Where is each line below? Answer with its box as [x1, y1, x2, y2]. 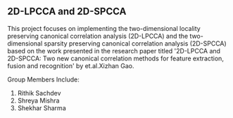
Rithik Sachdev [17, 88, 61, 97]
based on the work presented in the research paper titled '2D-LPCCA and [7, 46, 220, 55]
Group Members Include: [7, 75, 80, 84]
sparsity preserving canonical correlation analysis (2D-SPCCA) [44, 39, 227, 48]
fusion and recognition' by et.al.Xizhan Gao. [7, 61, 135, 70]
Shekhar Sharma [17, 103, 66, 112]
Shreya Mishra [17, 96, 60, 105]
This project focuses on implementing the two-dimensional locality [7, 24, 201, 32]
